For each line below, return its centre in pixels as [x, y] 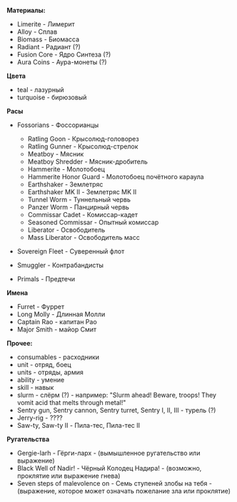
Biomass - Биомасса [48, 39]
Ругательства [28, 439]
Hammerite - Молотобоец [66, 169]
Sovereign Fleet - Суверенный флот [71, 251]
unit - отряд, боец [44, 365]
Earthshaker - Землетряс [65, 184]
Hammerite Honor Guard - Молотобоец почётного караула [116, 177]
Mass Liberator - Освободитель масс [84, 237]
